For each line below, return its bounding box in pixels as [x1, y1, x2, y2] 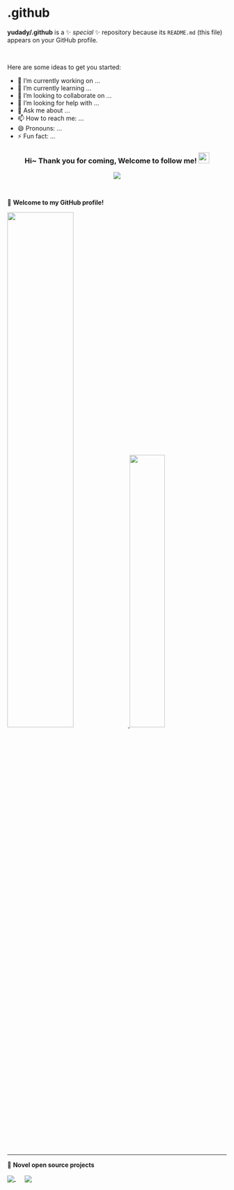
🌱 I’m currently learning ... [17, 84, 92, 92]
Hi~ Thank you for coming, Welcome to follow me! [24, 156, 197, 166]
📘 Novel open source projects [7, 1161, 95, 1169]
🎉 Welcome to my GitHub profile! [7, 198, 104, 207]
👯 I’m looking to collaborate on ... [17, 91, 112, 99]
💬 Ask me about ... [17, 106, 70, 115]
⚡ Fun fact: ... [17, 131, 56, 140]
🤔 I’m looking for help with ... [17, 98, 100, 107]
